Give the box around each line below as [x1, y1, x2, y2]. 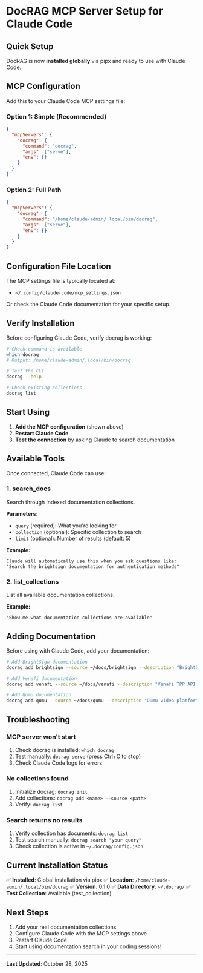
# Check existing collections [6, 384, 83, 391]
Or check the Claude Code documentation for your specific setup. [6, 300, 171, 308]
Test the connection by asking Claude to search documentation [14, 436, 175, 443]
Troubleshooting [6, 714, 71, 725]
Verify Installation [6, 318, 75, 328]
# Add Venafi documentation [6, 675, 77, 682]
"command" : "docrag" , [22, 143, 77, 149]
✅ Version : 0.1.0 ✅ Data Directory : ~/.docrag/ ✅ [69, 883, 192, 891]
